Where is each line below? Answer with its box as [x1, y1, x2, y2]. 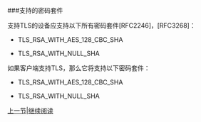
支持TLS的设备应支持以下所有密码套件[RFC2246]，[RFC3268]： [7, 21, 196, 30]
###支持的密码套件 [7, 6, 63, 14]
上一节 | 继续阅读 [7, 106, 53, 115]
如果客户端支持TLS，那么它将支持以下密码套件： [7, 64, 150, 72]
